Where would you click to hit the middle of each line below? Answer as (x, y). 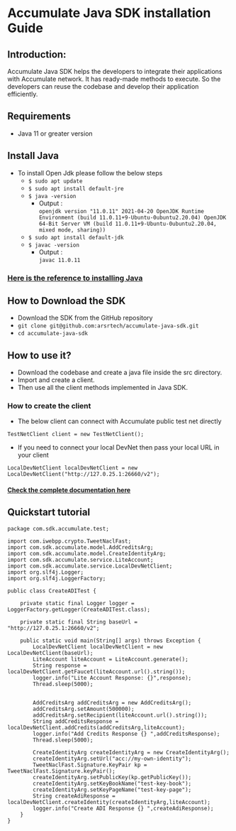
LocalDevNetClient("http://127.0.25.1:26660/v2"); (84, 474)
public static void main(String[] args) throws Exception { (111, 641)
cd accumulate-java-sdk (53, 334)
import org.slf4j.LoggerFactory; (57, 578)
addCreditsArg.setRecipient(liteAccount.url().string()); (120, 715)
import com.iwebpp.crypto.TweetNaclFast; (69, 541)
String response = (60, 666)
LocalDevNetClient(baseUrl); (50, 653)
